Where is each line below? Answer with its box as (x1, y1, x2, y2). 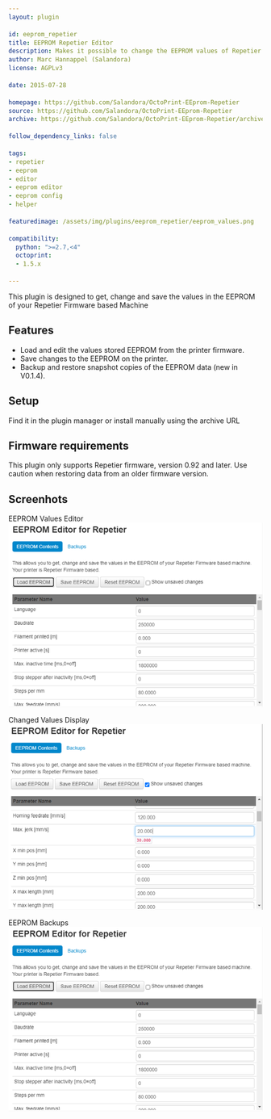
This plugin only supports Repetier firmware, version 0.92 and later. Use (8, 460, 248, 470)
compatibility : (8, 234, 60, 242)
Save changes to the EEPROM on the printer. (19, 354, 169, 363)
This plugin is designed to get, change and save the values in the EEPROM (8, 291, 256, 301)
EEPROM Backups (8, 918, 69, 928)
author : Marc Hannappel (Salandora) (8, 56, 131, 64)
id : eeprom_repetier (8, 30, 78, 38)
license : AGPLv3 (8, 65, 63, 73)
